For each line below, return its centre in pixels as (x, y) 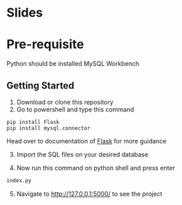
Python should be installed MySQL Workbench (73, 64)
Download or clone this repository (65, 102)
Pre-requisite (45, 45)
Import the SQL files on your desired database (82, 154)
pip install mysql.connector (48, 128)
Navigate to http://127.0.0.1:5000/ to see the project (89, 194)
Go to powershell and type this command (75, 109)
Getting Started (40, 86)
